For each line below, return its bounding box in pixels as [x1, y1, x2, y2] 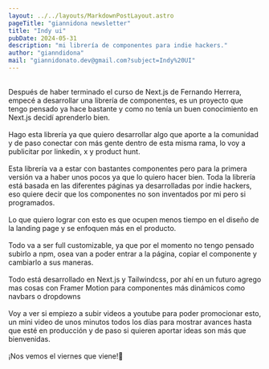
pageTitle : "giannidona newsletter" [8, 19, 131, 27]
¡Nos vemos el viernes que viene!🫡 [8, 351, 124, 361]
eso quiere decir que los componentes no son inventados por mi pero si [8, 189, 247, 199]
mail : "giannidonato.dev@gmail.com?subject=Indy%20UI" [8, 57, 196, 65]
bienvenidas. [8, 334, 51, 343]
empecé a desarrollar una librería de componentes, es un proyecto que [8, 95, 243, 105]
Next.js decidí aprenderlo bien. [8, 112, 110, 122]
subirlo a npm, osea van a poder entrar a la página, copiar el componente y [8, 249, 257, 258]
